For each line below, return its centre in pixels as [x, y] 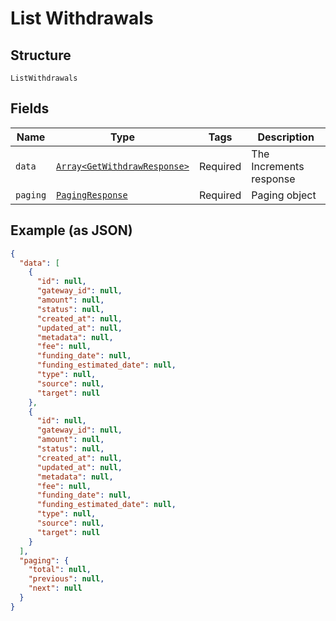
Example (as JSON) [71, 230]
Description [286, 137]
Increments [278, 166]
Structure [41, 55]
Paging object [284, 195]
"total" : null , [60, 570]
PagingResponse [92, 195]
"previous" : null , [66, 579]
